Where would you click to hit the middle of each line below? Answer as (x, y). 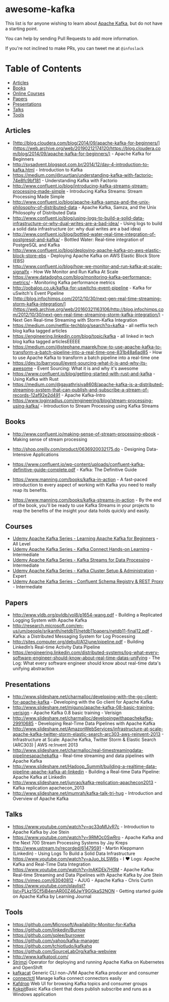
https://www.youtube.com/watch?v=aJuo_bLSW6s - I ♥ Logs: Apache (86, 859)
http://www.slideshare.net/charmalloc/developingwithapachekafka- (83, 718)
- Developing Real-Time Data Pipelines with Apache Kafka (95, 723)
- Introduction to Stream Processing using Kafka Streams (99, 406)
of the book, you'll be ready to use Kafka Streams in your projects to (83, 505)
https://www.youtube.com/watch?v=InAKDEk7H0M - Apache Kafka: (83, 869)
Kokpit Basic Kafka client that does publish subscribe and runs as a (82, 989)
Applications (46, 454)
